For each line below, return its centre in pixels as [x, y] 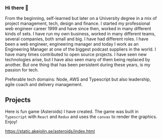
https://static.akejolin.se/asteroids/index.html [50, 131]
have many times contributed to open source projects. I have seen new [76, 54]
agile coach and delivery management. [44, 85]
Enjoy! [11, 122]
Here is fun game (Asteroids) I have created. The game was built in [72, 112]
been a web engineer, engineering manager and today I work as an [72, 44]
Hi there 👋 [17, 8]
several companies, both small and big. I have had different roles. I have [77, 39]
